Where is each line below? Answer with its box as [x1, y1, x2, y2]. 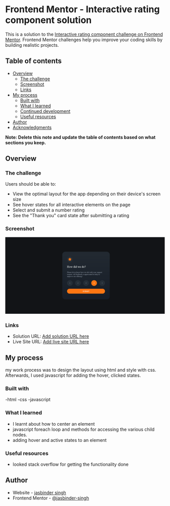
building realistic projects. [5, 42, 59, 48]
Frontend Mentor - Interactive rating [5, 4, 160, 15]
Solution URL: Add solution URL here [12, 333, 90, 339]
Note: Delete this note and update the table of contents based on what [5, 134, 156, 140]
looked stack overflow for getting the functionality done [12, 461, 129, 467]
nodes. [12, 431, 27, 438]
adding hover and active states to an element [12, 437, 107, 443]
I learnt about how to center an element [12, 421, 95, 427]
